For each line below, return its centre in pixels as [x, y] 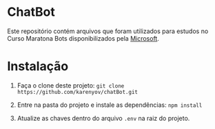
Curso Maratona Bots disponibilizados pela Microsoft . [83, 38]
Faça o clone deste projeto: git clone [71, 85]
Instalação [38, 67]
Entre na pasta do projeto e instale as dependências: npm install [110, 105]
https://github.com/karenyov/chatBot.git [77, 92]
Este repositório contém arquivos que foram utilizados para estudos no [108, 31]
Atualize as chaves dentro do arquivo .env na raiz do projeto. [103, 118]
